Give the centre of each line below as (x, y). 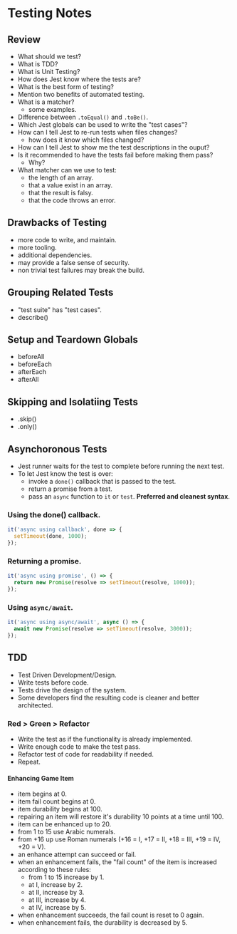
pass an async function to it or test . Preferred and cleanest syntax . (129, 497)
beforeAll (31, 357)
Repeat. (29, 762)
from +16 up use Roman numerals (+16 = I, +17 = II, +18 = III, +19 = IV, (119, 839)
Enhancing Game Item (41, 778)
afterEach (32, 372)
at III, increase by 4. (57, 900)
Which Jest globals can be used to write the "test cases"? (102, 125)
